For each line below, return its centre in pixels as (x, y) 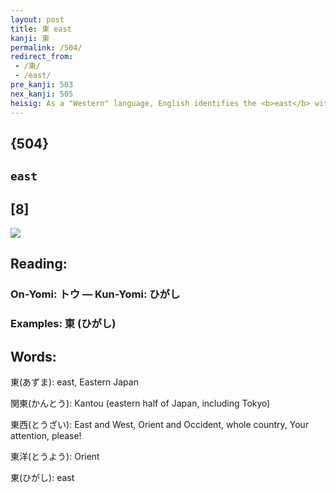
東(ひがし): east (42, 478)
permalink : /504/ (46, 47)
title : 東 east (41, 29)
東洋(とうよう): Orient (55, 457)
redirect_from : (42, 57)
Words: (33, 356)
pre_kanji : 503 (42, 85)
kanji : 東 (30, 38)
